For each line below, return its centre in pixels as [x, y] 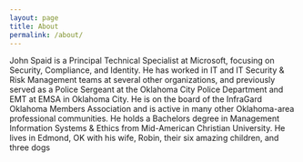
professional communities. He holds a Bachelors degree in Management [145, 118]
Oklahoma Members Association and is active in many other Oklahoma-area [152, 109]
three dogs [30, 147]
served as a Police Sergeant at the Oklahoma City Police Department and [146, 90]
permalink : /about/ [46, 35]
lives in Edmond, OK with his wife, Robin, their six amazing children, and [144, 138]
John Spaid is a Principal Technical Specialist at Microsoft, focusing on [142, 61]
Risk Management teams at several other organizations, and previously [142, 80]
